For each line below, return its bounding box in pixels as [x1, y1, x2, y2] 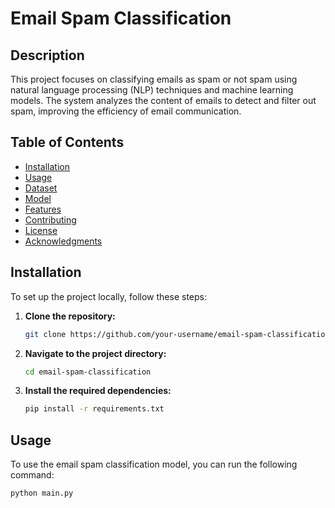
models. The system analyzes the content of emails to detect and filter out [10, 95, 317, 106]
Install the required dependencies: [24, 385, 172, 397]
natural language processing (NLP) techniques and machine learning [10, 84, 294, 96]
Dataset [24, 182, 58, 194]
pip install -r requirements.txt [24, 404, 165, 414]
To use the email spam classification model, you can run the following [10, 458, 298, 471]
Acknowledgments [24, 235, 103, 247]
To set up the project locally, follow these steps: [10, 290, 208, 302]
